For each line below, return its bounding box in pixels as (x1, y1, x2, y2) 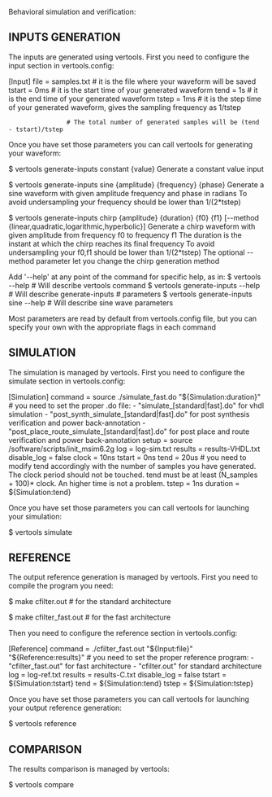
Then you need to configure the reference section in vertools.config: (8, 628, 238, 638)
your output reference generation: (8, 703, 122, 713)
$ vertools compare (8, 780, 75, 790)
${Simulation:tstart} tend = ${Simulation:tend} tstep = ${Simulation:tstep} (8, 679, 254, 689)
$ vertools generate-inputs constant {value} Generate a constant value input (8, 164, 264, 173)
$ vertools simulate (8, 527, 73, 536)
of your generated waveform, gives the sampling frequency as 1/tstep (8, 102, 241, 112)
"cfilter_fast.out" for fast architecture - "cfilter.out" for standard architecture (8, 661, 262, 671)
